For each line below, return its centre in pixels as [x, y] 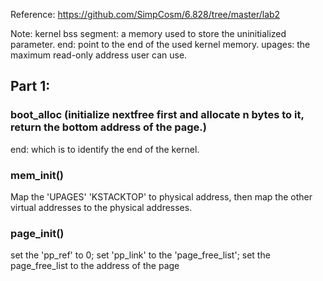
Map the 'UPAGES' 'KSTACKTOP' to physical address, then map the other [161, 196]
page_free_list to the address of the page [95, 266]
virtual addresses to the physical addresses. [101, 207]
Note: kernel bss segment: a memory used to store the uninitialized [148, 33]
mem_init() [37, 175]
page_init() [37, 233]
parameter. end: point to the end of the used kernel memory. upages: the [160, 44]
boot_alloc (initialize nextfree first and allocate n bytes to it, [157, 115]
